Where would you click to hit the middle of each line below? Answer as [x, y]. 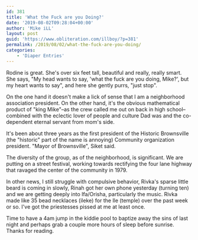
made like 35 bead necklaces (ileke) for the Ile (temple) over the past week [97, 200]
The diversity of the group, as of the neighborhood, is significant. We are [95, 157]
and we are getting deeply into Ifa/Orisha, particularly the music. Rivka [92, 194]
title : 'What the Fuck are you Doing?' [55, 17]
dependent [20, 121]
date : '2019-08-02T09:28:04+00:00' [50, 23]
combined [18, 116]
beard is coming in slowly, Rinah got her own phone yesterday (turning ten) [98, 188]
